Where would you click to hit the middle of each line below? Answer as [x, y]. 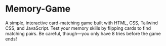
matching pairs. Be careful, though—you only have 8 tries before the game [83, 33]
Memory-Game [38, 9]
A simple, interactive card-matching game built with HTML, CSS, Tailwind [82, 23]
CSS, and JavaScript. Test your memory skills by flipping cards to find [78, 28]
